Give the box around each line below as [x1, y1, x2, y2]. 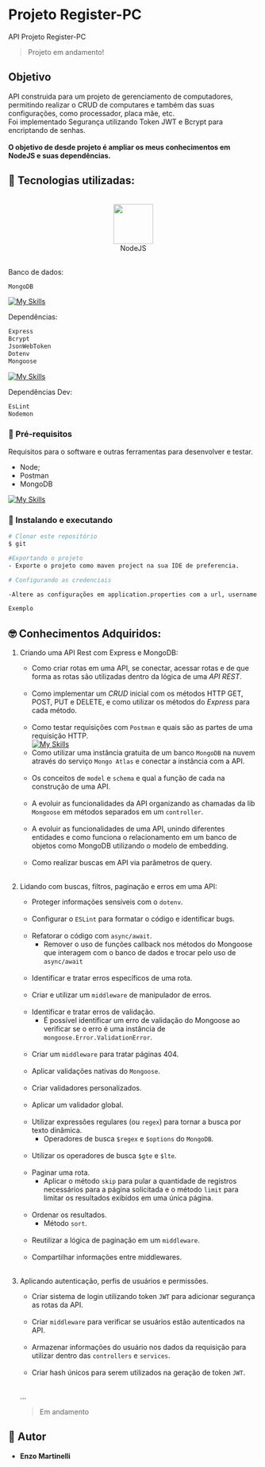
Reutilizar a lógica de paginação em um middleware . [31, 1235, 201, 1245]
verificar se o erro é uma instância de [43, 1024, 166, 1034]
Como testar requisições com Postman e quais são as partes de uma [31, 723, 253, 732]
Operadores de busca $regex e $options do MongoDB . [43, 1134, 214, 1144]
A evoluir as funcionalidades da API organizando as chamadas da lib [31, 798, 255, 809]
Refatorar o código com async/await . [31, 931, 152, 941]
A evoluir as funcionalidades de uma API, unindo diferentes [31, 824, 225, 833]
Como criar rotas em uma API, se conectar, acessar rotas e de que [31, 663, 250, 673]
